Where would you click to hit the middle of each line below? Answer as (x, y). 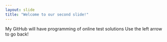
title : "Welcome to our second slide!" (47, 14)
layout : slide (20, 10)
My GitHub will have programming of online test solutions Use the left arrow (84, 28)
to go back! (17, 34)
